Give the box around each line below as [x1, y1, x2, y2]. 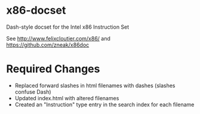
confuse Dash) [14, 88, 52, 95]
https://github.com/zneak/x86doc [6, 41, 90, 48]
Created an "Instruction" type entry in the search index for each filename [14, 101, 195, 108]
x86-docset [6, 4, 66, 17]
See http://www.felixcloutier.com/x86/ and [6, 35, 110, 42]
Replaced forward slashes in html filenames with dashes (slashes [14, 82, 176, 89]
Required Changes [6, 62, 100, 76]
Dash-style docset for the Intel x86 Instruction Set [6, 23, 130, 30]
